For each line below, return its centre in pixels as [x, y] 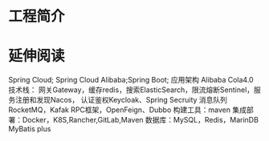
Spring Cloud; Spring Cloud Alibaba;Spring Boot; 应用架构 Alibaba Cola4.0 [131, 80]
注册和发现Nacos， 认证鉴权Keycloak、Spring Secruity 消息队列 [121, 100]
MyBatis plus [30, 129]
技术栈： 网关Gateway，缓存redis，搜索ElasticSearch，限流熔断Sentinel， [131, 90]
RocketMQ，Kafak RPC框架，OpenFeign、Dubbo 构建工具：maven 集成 [128, 110]
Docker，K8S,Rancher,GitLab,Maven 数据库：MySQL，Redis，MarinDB [141, 120]
